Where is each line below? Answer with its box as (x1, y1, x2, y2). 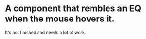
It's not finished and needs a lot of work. (5, 29, 86, 35)
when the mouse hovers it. (5, 13, 115, 24)
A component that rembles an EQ (5, 3, 142, 14)
